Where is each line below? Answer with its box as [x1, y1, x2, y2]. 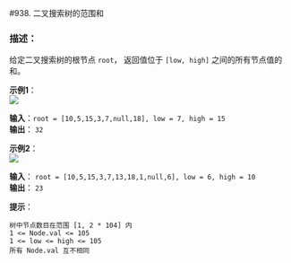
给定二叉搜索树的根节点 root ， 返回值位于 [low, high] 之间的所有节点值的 [9, 55, 283, 66]
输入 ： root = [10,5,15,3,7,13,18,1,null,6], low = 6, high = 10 [9, 171, 256, 182]
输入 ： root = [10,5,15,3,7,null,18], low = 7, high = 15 [9, 113, 226, 124]
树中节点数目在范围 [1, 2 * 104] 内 [9, 221, 133, 231]
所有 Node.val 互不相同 [9, 246, 90, 256]
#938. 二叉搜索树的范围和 [9, 8, 105, 18]
